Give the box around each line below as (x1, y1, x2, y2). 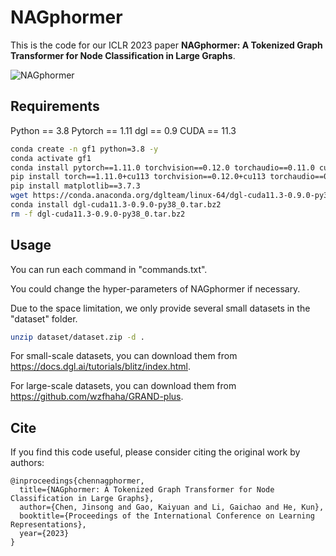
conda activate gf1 (10, 153, 92, 163)
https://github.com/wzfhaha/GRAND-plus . (10, 391, 184, 403)
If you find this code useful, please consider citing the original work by (10, 446, 301, 458)
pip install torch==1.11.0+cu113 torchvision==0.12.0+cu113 (10, 172, 267, 182)
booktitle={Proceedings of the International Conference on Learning (19, 511, 315, 521)
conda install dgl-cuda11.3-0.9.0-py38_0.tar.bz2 (10, 200, 222, 210)
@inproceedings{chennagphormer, (10, 476, 145, 486)
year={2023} (19, 529, 70, 539)
